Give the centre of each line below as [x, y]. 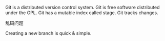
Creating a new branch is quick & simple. [48, 33]
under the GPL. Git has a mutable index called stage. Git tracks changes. [82, 13]
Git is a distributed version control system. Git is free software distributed [82, 7]
